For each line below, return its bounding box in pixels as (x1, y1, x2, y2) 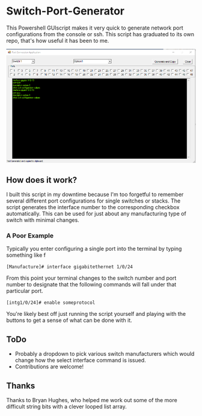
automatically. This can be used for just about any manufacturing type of (6, 210, 186, 218)
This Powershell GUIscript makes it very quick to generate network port (6, 24, 183, 31)
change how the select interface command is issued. (14, 357, 146, 364)
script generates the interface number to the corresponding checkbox (6, 204, 180, 211)
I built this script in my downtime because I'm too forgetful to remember (6, 191, 184, 198)
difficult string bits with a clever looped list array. (6, 403, 127, 410)
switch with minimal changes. (6, 216, 79, 224)
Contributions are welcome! (14, 363, 84, 370)
